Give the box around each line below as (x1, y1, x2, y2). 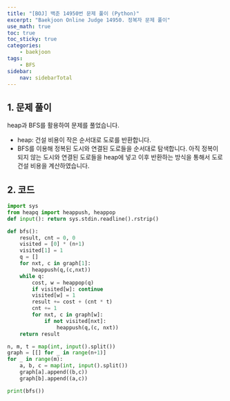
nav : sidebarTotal (19, 74, 73, 81)
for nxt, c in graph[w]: (32, 311, 104, 318)
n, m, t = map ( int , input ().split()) (7, 343, 116, 350)
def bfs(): (7, 228, 39, 235)
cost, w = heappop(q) (32, 279, 95, 286)
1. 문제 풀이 (7, 101, 52, 113)
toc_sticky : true (7, 36, 57, 43)
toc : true (7, 29, 36, 37)
